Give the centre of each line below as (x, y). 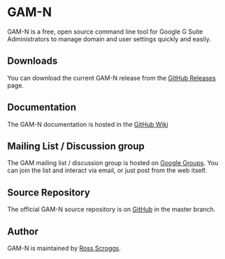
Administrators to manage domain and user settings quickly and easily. (109, 38)
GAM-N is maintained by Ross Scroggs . (64, 248)
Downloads (32, 61)
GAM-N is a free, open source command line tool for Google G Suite (105, 31)
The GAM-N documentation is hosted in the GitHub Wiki (88, 124)
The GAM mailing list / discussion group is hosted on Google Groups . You (113, 163)
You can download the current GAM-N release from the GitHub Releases (112, 78)
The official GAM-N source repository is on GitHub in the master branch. (111, 209)
